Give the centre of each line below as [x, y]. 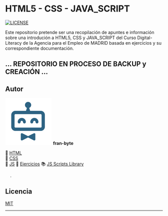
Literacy [13, 43]
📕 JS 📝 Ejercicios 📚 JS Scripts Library [44, 164]
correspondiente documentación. [39, 48]
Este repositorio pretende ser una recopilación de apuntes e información [80, 32]
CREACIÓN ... [27, 72]
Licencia [19, 191]
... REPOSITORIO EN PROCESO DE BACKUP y [76, 64]
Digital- [145, 38]
